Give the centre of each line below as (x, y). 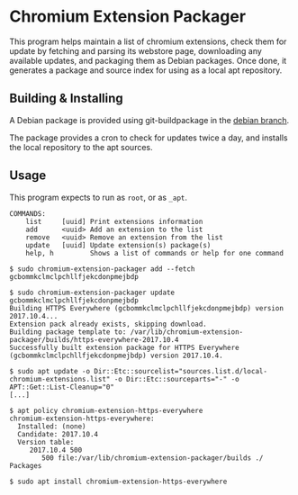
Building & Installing (66, 99)
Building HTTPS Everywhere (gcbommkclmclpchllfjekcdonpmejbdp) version (146, 308)
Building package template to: (68, 332)
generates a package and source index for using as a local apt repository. (146, 70)
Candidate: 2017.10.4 (58, 434)
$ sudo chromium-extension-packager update (92, 292)
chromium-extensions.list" (60, 379)
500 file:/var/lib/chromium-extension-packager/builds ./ (153, 458)
